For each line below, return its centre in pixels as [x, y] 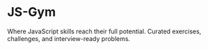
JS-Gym [32, 12]
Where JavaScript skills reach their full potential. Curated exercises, [104, 31]
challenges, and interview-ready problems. [69, 38]
